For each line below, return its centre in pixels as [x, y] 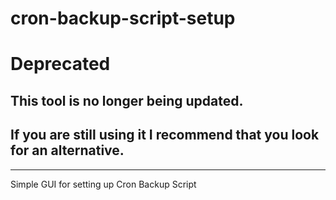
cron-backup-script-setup [123, 18]
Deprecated [60, 64]
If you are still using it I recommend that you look [165, 135]
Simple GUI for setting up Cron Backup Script [103, 184]
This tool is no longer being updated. [127, 100]
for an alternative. [67, 150]
